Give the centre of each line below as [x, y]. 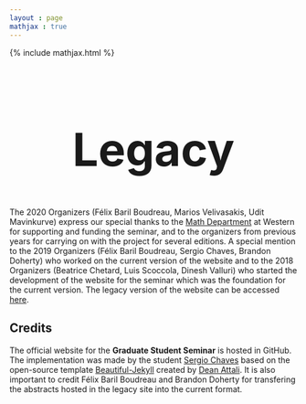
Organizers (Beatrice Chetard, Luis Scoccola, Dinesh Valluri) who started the [153, 271]
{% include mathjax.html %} [62, 52]
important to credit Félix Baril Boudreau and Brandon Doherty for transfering [153, 379]
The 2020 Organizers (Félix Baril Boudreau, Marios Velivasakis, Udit [137, 212]
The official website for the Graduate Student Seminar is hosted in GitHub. [151, 350]
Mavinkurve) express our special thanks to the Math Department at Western [152, 222]
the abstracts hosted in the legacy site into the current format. [126, 388]
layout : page [37, 18]
